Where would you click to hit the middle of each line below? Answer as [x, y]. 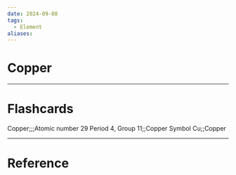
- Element [28, 27]
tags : [15, 20]
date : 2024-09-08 [33, 14]
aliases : [20, 33]
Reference [38, 163]
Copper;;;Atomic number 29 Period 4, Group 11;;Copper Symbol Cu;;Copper [117, 129]
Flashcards [40, 109]
